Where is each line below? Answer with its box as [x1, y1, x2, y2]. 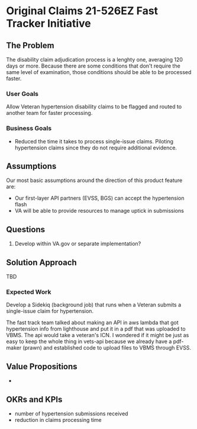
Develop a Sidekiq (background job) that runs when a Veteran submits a [6, 301, 182, 309]
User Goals [6, 89, 38, 98]
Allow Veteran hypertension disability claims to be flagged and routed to [6, 103, 182, 110]
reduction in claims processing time [14, 416, 102, 423]
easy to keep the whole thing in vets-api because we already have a [6, 338, 172, 345]
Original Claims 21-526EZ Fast [6, 4, 159, 18]
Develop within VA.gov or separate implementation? [14, 240, 141, 247]
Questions [6, 224, 46, 235]
